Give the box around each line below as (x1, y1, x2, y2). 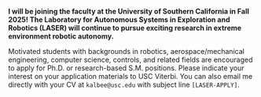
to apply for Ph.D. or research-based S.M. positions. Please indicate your (8, 63, 244, 73)
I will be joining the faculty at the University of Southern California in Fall (8, 7, 250, 16)
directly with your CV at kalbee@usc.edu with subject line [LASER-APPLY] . (8, 80, 240, 89)
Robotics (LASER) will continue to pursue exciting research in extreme (8, 23, 242, 32)
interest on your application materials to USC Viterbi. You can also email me (8, 72, 253, 81)
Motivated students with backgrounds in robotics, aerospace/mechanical (8, 47, 245, 56)
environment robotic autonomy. (8, 31, 114, 41)
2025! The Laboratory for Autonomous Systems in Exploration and (8, 15, 230, 24)
